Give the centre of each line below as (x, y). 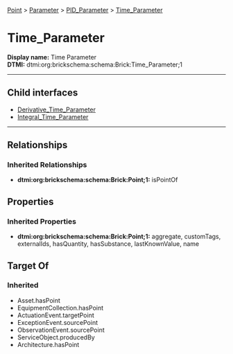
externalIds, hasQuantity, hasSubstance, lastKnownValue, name (108, 244)
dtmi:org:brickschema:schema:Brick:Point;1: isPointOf (97, 180)
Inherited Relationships (47, 165)
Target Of (28, 266)
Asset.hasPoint (39, 300)
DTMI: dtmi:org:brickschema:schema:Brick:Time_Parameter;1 (95, 64)
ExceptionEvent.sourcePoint (58, 322)
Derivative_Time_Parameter (56, 109)
